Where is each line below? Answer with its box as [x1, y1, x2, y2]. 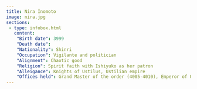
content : [13, 30, 35, 36]
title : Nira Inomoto [6, 8, 57, 15]
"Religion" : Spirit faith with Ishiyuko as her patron [16, 63, 154, 69]
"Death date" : [16, 42, 51, 47]
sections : [6, 19, 30, 25]
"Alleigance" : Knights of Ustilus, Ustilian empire [16, 69, 145, 74]
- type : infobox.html [8, 25, 62, 31]
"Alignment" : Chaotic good [16, 57, 83, 63]
